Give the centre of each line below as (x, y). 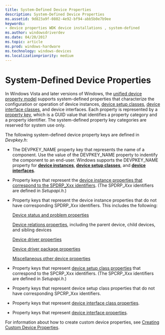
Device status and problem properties (50, 215)
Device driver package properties (46, 249)
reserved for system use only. (35, 125)
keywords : (15, 23)
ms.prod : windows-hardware (33, 46)
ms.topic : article (24, 42)
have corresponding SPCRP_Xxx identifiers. (56, 293)
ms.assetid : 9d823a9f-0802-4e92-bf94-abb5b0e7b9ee (58, 19)
